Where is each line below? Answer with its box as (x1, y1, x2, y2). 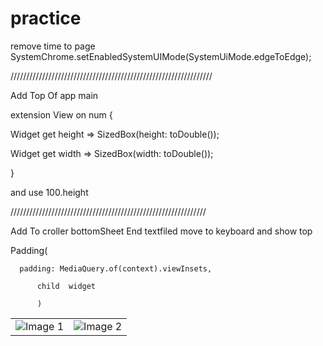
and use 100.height (10, 186, 89, 198)
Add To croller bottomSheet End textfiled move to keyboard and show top (10, 225, 313, 237)
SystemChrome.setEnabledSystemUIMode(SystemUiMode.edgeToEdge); (10, 50, 312, 62)
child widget (36, 281, 97, 291)
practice (10, 7, 82, 30)
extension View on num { (10, 108, 113, 121)
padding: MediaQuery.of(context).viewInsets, (19, 263, 213, 274)
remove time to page (10, 40, 96, 52)
